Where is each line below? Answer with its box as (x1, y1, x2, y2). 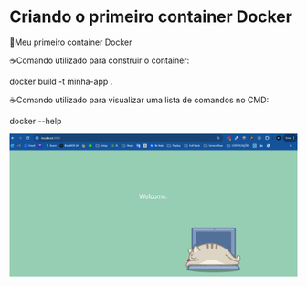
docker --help (9, 115, 62, 126)
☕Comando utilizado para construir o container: (9, 55, 190, 66)
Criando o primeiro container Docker (9, 6, 292, 27)
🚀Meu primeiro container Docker (9, 37, 132, 48)
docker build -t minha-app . (9, 76, 113, 87)
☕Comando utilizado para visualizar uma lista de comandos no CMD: (9, 94, 270, 105)
